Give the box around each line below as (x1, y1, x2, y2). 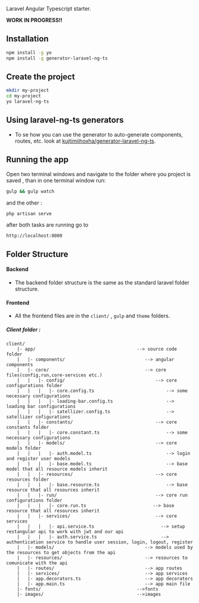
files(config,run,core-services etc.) (6, 372, 102, 378)
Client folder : (6, 326, 41, 333)
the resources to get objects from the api (6, 550, 116, 556)
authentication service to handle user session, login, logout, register (6, 539, 194, 545)
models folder (6, 446, 42, 452)
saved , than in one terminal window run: (6, 177, 106, 184)
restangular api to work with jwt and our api (6, 529, 124, 535)
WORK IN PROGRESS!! (6, 17, 63, 23)
